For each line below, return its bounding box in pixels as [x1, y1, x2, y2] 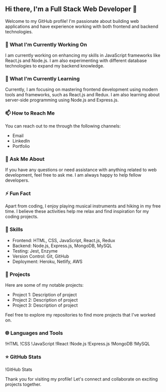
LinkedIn [12, 137, 30, 144]
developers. [5, 177, 30, 183]
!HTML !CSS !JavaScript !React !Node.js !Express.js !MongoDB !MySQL [5, 341, 150, 347]
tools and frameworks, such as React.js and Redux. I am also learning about [5, 92, 160, 98]
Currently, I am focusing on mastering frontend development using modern [5, 86, 158, 92]
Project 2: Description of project [12, 297, 78, 303]
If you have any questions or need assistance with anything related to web [5, 167, 157, 173]
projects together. [5, 382, 42, 388]
